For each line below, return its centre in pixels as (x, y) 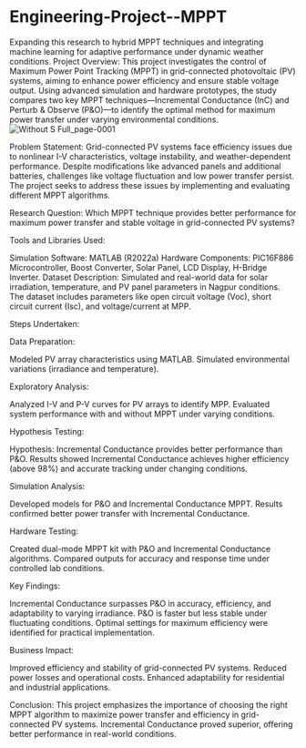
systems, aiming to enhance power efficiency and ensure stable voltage (144, 80)
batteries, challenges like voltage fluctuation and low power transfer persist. (152, 176)
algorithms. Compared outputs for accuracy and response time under (140, 558)
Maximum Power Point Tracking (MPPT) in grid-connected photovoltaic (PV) (153, 71)
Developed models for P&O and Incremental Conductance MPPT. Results (146, 504)
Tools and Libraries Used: (57, 240)
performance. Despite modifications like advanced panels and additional (145, 166)
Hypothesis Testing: (47, 431)
